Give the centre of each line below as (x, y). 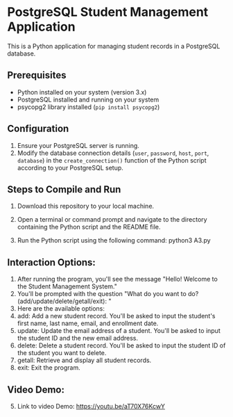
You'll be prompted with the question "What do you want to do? (108, 294)
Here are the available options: (61, 309)
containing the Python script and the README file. (89, 227)
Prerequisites (37, 75)
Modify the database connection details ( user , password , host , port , (113, 153)
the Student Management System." (67, 286)
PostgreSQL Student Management (108, 12)
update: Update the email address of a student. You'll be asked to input (119, 331)
